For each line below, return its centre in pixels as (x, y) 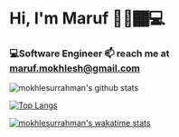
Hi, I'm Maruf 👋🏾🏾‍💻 (87, 19)
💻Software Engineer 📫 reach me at (89, 54)
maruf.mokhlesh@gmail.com (75, 68)
